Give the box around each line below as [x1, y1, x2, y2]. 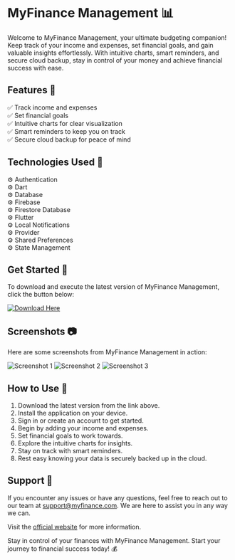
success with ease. [7, 63, 64, 72]
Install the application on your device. [17, 409, 128, 417]
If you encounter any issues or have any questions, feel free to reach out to [7, 493, 228, 502]
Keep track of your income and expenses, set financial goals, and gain [7, 41, 214, 49]
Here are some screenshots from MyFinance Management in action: [7, 348, 208, 356]
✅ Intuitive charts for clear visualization [7, 119, 123, 127]
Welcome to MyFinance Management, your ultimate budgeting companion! [7, 33, 227, 42]
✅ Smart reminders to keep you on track [7, 127, 126, 135]
